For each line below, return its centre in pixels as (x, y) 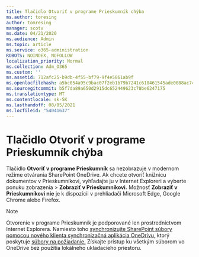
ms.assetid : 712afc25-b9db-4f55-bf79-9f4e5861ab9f (70, 77)
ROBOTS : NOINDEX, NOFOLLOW (39, 56)
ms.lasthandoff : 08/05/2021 (41, 105)
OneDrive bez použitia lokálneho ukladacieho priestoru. (74, 248)
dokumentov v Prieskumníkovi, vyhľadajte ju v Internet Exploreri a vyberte (96, 181)
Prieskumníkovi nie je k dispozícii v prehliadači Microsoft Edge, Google (93, 194)
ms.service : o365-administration (47, 50)
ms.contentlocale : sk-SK (37, 99)
